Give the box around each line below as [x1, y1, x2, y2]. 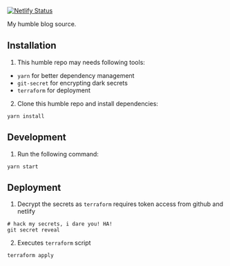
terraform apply [7, 252, 54, 259]
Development [7, 132, 67, 143]
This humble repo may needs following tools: [17, 58, 145, 66]
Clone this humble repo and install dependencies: [17, 99, 159, 108]
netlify [17, 207, 36, 216]
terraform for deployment [17, 86, 91, 94]
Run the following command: [17, 150, 99, 158]
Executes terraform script [17, 238, 91, 247]
